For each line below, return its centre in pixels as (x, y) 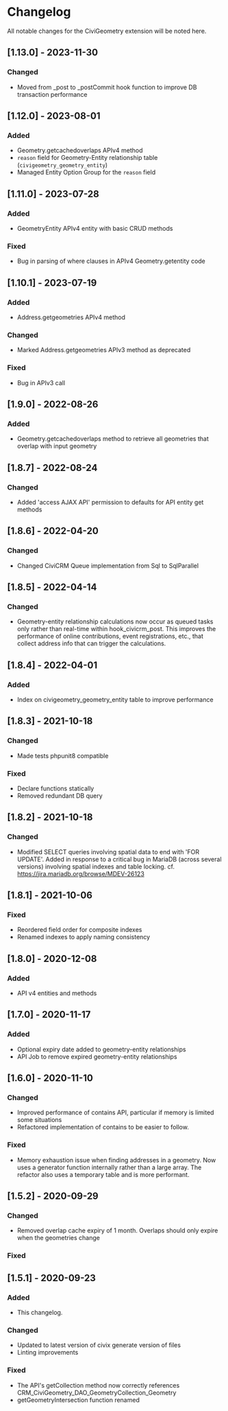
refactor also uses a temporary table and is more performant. (103, 1174)
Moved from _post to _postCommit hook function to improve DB (107, 87)
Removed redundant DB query (60, 796)
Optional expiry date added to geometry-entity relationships (101, 1049)
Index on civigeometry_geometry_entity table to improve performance (115, 700)
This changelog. (40, 1313)
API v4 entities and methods (57, 994)
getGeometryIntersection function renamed (78, 1400)
